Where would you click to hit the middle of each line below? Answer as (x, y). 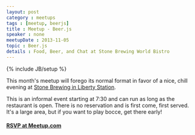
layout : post (23, 12)
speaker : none (26, 35)
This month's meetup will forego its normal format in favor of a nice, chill (97, 80)
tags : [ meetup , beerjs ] (38, 23)
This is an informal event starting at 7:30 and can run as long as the (91, 99)
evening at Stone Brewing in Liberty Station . (61, 87)
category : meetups (31, 18)
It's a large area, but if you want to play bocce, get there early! (84, 112)
